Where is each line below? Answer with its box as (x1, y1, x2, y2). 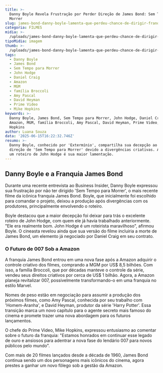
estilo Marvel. (5, 283, 33, 288)
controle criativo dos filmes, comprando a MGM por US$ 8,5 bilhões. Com (5, 262, 153, 267)
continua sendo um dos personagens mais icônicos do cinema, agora (5, 357, 144, 363)
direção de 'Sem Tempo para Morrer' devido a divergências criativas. (9, 147, 155, 152)
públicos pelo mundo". (5, 342, 50, 348)
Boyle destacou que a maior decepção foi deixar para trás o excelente (5, 213, 146, 219)
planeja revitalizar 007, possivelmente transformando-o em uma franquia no (5, 277, 157, 283)
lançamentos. (5, 318, 33, 323)
